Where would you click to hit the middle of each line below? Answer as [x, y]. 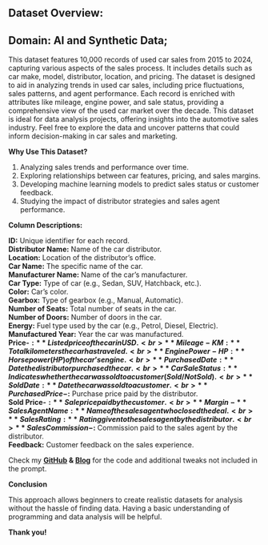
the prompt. [28, 469]
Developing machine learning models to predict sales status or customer [139, 184]
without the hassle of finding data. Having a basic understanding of [119, 508]
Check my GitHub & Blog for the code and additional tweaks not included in [133, 460]
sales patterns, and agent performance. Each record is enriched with [122, 94]
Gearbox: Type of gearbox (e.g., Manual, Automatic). [96, 300]
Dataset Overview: [56, 13]
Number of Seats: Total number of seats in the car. [92, 309]
